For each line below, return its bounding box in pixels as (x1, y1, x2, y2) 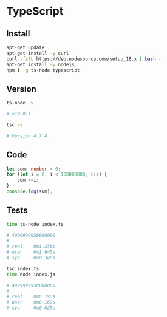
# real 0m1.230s (6, 244, 56, 250)
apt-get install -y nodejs (6, 61, 75, 67)
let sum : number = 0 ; (6, 166, 61, 172)
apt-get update (6, 44, 45, 50)
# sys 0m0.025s (6, 305, 56, 311)
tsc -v (6, 121, 23, 128)
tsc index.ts (6, 265, 39, 271)
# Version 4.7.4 (6, 132, 47, 139)
